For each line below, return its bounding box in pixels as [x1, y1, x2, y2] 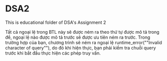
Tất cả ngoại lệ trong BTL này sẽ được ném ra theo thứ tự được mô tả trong [5, 29, 159, 35]
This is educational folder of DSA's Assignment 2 [5, 19, 106, 25]
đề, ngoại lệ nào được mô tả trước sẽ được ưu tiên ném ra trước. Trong [5, 34, 150, 40]
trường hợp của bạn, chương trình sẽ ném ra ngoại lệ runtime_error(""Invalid [5, 39, 162, 45]
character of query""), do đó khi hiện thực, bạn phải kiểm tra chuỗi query [5, 45, 156, 51]
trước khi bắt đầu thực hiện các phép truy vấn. [5, 50, 101, 56]
